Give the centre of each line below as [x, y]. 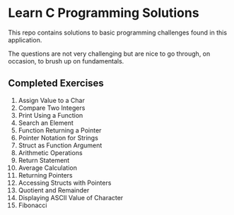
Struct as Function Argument [60, 145]
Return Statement [44, 160]
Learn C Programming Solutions [104, 13]
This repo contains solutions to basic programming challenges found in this [118, 32]
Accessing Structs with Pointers [65, 183]
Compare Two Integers [52, 108]
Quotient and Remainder [54, 190]
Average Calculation [47, 168]
